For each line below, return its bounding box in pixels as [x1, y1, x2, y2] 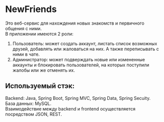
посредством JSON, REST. [5, 111, 62, 117]
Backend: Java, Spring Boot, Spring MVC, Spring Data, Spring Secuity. [5, 95, 151, 101]
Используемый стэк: [5, 82, 75, 90]
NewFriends [5, 4, 57, 15]
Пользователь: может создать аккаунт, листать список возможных [12, 40, 157, 46]
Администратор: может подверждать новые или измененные [12, 56, 145, 62]
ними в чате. [12, 51, 40, 57]
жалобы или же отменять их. [12, 67, 75, 73]
